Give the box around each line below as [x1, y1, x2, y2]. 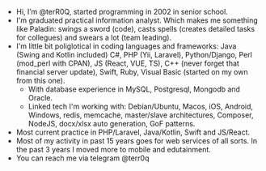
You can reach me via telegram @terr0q [15, 153, 150, 163]
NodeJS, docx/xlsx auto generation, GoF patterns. [27, 119, 196, 128]
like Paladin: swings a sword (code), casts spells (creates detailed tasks [15, 24, 255, 33]
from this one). [15, 76, 65, 85]
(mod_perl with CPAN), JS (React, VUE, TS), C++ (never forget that [15, 58, 240, 68]
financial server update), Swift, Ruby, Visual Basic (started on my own [15, 67, 248, 76]
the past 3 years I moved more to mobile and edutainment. [15, 145, 212, 154]
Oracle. [27, 93, 53, 102]
